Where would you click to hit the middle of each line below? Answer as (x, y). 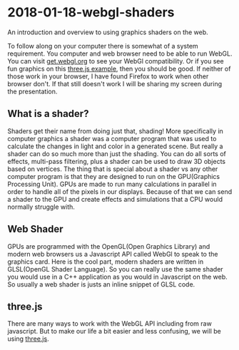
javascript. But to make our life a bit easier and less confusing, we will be (114, 331)
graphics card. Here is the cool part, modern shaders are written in (106, 262)
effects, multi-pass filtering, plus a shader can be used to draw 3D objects (117, 161)
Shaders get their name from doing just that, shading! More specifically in (115, 131)
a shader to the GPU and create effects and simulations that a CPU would (115, 199)
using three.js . (28, 339)
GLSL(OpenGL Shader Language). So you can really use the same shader (115, 269)
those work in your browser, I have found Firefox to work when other (108, 76)
